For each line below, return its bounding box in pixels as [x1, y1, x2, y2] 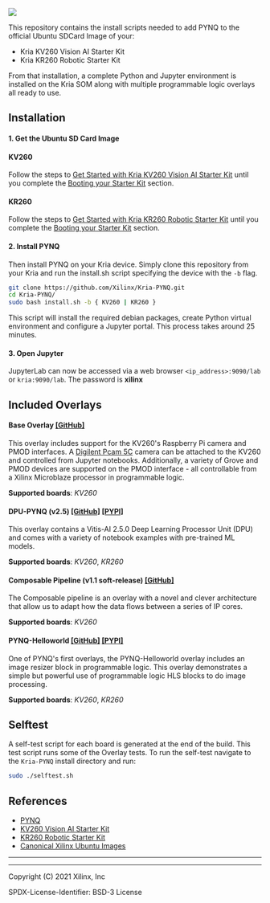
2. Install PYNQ [8, 241, 60, 251]
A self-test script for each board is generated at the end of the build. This [8, 739, 251, 749]
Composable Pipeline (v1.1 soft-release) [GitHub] [8, 575, 174, 585]
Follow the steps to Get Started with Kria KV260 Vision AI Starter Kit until [8, 170, 249, 180]
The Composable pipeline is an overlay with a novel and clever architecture [8, 593, 257, 603]
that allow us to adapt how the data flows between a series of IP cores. [8, 602, 243, 611]
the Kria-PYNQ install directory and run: [8, 756, 137, 766]
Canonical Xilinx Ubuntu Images [19, 841, 126, 851]
